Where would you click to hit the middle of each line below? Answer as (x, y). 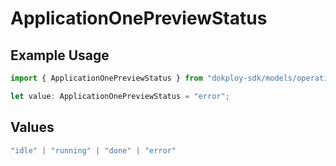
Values (32, 127)
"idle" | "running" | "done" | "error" (93, 150)
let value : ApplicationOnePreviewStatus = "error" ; (120, 96)
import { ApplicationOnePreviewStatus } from (106, 78)
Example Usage (60, 55)
